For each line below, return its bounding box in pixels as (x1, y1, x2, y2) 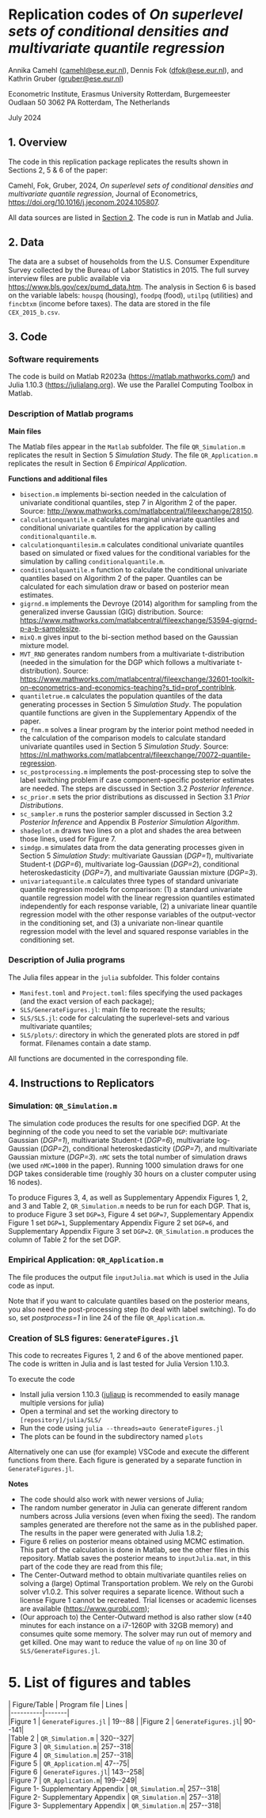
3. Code (8, 330, 47, 343)
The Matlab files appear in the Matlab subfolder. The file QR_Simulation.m (8, 442, 245, 451)
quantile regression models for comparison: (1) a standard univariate (19, 884, 243, 894)
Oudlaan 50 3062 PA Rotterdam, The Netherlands (8, 97, 170, 107)
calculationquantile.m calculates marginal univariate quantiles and (19, 514, 240, 524)
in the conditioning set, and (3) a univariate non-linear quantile (19, 918, 224, 928)
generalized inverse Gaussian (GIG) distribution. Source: (19, 607, 203, 617)
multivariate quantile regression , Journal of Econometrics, (8, 188, 198, 199)
